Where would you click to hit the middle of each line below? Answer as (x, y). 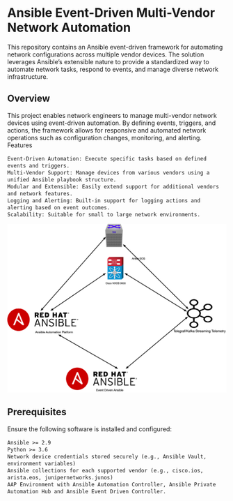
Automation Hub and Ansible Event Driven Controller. (87, 491)
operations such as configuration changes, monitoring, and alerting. (104, 137)
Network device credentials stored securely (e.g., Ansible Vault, (107, 456)
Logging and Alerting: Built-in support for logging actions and (104, 200)
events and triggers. (39, 165)
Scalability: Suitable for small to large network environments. (104, 214)
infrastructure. (28, 76)
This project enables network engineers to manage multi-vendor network (112, 115)
